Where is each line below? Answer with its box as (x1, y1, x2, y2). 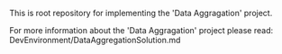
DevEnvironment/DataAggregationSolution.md (9, 35, 181, 45)
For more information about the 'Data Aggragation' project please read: (9, 25, 273, 35)
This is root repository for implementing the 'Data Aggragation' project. (9, 8, 273, 18)
